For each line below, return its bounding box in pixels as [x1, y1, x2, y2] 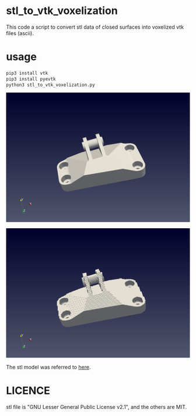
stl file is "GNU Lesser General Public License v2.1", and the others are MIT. [6, 403, 187, 410]
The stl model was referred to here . [6, 363, 91, 370]
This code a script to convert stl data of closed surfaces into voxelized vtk [6, 23, 184, 30]
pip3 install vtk [6, 70, 48, 76]
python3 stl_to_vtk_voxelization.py [6, 82, 95, 88]
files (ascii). [6, 29, 34, 36]
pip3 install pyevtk [6, 76, 57, 82]
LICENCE [6, 384, 51, 397]
